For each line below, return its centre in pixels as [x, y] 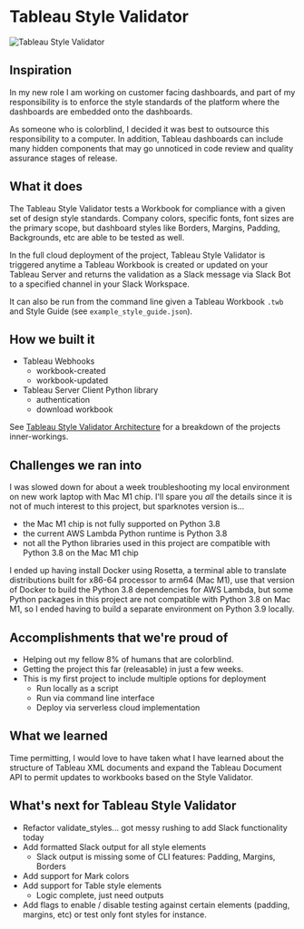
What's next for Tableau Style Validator [123, 806]
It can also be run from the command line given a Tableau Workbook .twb [147, 301]
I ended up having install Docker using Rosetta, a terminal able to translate [148, 571]
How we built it [52, 339]
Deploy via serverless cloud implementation [118, 708]
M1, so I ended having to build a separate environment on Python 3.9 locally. [152, 609]
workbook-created [71, 371]
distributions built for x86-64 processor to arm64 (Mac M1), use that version [152, 580]
